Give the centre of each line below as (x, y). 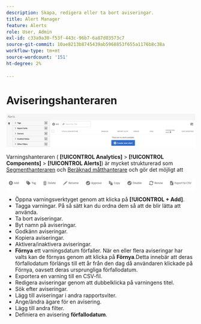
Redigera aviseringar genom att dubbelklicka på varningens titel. (94, 282)
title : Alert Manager (33, 19)
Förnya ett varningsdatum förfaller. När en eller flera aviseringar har (99, 251)
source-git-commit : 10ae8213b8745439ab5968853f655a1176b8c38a (85, 45)
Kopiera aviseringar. (40, 238)
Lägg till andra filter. (40, 308)
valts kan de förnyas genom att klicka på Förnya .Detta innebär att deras (104, 257)
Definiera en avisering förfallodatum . (61, 315)
